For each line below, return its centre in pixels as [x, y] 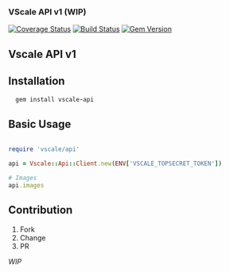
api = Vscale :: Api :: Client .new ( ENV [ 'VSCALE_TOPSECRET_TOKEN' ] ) [115, 164]
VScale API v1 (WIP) [47, 12]
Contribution [41, 210]
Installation [37, 81]
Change [33, 237]
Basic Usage [40, 124]
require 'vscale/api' [44, 149]
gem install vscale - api [54, 99]
